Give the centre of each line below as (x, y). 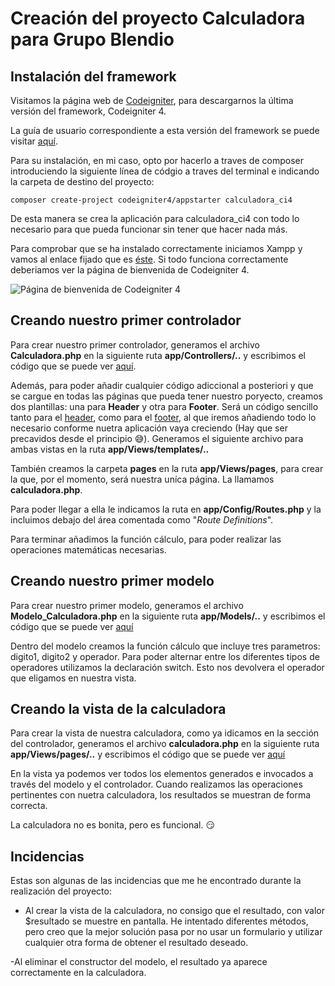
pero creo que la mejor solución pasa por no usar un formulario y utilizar (173, 932)
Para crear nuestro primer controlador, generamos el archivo (135, 344)
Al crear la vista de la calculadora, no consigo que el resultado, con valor (174, 911)
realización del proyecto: (61, 891)
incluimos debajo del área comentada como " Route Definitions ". (142, 519)
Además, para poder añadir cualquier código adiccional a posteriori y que (162, 385)
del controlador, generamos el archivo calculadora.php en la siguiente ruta (165, 744)
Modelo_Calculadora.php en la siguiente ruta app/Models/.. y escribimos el (168, 616)
